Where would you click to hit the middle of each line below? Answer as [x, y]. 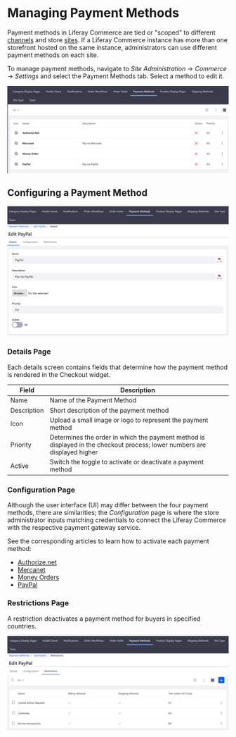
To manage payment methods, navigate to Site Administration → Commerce [117, 68]
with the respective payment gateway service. [74, 528]
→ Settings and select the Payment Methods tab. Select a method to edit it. [116, 76]
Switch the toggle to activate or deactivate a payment [126, 462]
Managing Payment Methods [93, 13]
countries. [22, 626]
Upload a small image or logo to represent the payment [129, 420]
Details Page [29, 352]
